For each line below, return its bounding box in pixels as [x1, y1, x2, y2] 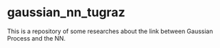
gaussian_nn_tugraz [7, 5, 125, 20]
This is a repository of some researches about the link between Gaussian [7, 27, 214, 35]
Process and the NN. [7, 34, 66, 42]
